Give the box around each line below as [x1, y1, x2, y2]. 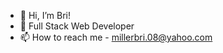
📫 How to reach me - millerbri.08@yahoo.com [19, 31, 213, 43]
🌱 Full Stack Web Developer [19, 20, 135, 32]
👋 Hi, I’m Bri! [19, 10, 71, 21]
